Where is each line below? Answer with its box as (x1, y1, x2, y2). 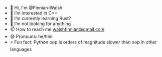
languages (10, 46, 32, 52)
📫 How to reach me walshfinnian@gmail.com (10, 26, 105, 32)
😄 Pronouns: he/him (10, 33, 53, 39)
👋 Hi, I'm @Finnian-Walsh (10, 5, 63, 10)
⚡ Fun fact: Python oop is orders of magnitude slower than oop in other (10, 39, 157, 45)
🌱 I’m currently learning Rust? (10, 15, 71, 21)
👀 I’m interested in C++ (10, 10, 58, 16)
